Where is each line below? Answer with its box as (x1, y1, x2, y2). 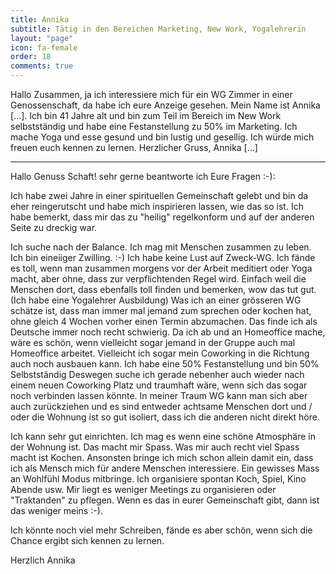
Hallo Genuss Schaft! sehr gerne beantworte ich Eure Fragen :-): (10, 171, 276, 182)
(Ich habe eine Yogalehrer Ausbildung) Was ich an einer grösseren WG (10, 294, 302, 306)
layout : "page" (10, 33, 74, 43)
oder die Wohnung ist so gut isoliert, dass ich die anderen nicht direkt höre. (10, 411, 320, 423)
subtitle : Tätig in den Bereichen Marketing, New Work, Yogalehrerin (10, 24, 307, 34)
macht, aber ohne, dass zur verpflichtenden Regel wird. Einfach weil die (10, 273, 307, 285)
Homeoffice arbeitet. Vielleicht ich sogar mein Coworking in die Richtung (10, 347, 310, 359)
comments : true (10, 61, 74, 71)
